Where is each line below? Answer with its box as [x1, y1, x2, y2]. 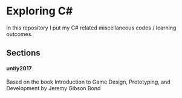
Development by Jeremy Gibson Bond [6, 84, 101, 91]
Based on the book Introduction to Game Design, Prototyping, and [6, 78, 171, 85]
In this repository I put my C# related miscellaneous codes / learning [6, 24, 177, 31]
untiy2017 [6, 64, 32, 72]
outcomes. [6, 30, 33, 37]
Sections [6, 48, 41, 58]
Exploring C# [6, 4, 73, 18]
